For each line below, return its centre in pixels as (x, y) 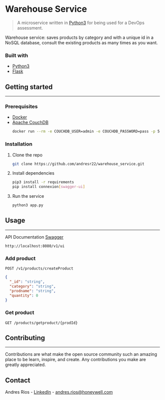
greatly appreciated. (26, 365)
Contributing (25, 338)
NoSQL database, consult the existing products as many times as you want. (82, 42)
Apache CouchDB (30, 123)
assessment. (30, 28)
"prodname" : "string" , (33, 291)
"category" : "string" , (33, 286)
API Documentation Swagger (34, 237)
